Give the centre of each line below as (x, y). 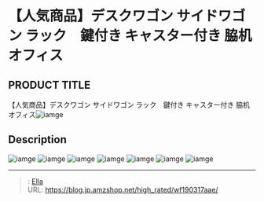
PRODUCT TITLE (49, 84)
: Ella (35, 181)
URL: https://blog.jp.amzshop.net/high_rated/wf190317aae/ (123, 189)
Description (37, 140)
